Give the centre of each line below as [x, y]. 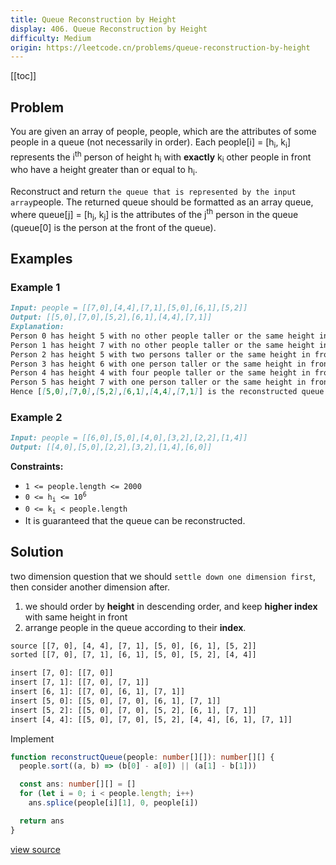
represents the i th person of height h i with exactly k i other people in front [161, 157]
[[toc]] [23, 76]
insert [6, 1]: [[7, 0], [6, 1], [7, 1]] [98, 692]
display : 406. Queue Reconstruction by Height [109, 29]
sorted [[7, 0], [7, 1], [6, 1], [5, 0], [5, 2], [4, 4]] [133, 655]
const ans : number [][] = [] [78, 784]
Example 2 [36, 417]
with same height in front [76, 617]
